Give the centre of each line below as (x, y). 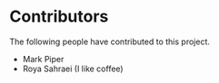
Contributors (59, 17)
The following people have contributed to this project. (110, 41)
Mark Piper (43, 59)
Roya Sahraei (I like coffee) (73, 69)
